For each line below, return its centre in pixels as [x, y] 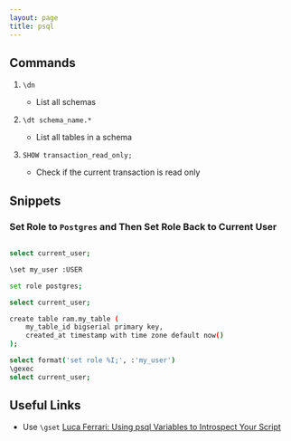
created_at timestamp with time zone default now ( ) [125, 336]
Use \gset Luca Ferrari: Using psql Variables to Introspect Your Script [152, 427]
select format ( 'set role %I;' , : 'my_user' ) [93, 360]
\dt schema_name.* [57, 120]
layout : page [34, 18]
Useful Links [45, 405]
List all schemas [66, 102]
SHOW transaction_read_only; [77, 156]
